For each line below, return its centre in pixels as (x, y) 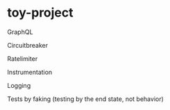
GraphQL (20, 32)
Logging (19, 85)
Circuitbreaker (28, 45)
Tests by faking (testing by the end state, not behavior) (86, 99)
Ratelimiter (23, 58)
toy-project (41, 13)
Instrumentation (30, 72)
